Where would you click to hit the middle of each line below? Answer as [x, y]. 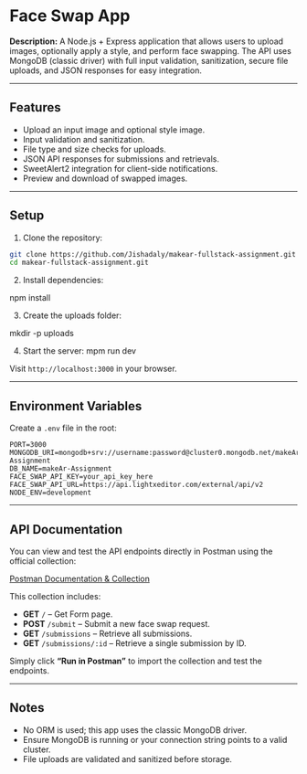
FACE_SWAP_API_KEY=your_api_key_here [81, 477]
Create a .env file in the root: [63, 428]
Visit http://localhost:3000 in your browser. [93, 369]
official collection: [43, 561]
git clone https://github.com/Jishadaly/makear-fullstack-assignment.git [153, 254]
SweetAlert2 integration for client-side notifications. [120, 168]
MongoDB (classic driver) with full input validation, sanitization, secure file [149, 60]
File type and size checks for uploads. [94, 149]
